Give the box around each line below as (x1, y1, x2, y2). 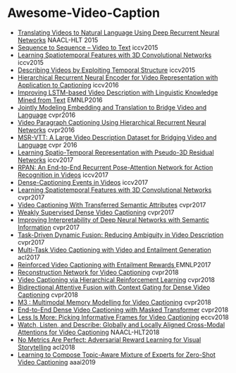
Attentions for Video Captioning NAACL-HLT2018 (17, 328, 160, 336)
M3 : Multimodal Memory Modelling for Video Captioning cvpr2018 (17, 298, 211, 306)
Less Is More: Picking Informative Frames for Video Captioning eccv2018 (17, 312, 229, 322)
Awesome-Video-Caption (7, 5, 161, 21)
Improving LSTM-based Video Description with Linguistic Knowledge (17, 88, 218, 97)
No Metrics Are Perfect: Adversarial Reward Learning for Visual (17, 335, 201, 343)
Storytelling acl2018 (17, 343, 75, 351)
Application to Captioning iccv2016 (17, 80, 119, 89)
